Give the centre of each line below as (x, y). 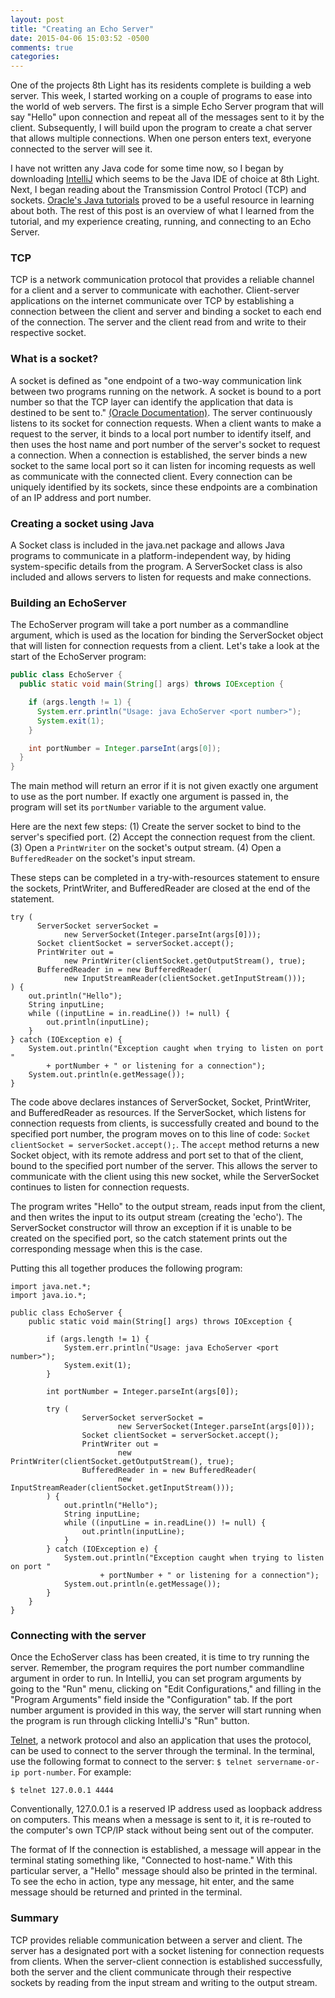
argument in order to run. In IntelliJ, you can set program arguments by (156, 1678)
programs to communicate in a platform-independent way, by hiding (151, 556)
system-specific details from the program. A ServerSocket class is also (156, 567)
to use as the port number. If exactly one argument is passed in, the (149, 797)
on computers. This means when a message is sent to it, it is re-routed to (161, 1820)
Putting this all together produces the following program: (126, 1268)
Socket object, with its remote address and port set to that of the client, (157, 1155)
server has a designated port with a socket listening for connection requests (167, 1950)
